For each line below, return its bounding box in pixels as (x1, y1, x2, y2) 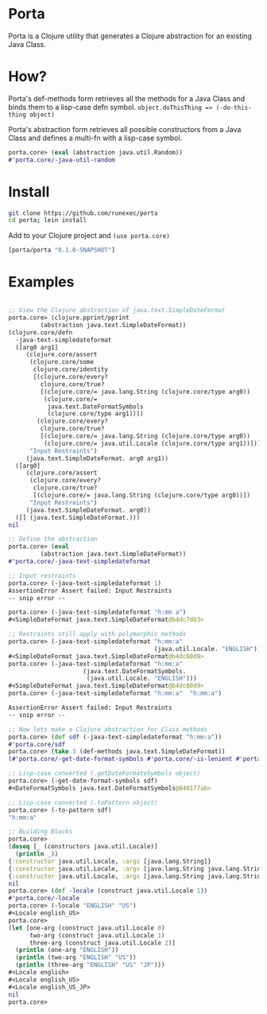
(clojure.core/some (29, 358, 94, 366)
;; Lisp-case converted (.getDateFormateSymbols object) (8, 770, 201, 778)
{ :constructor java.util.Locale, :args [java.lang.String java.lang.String (8, 872, 265, 880)
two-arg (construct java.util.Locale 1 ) (29, 931, 165, 939)
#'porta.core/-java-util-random (8, 156, 115, 164)
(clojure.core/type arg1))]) (47, 410, 145, 418)
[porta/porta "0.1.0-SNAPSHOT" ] (8, 246, 115, 255)
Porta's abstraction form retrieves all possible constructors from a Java (8, 124, 242, 134)
